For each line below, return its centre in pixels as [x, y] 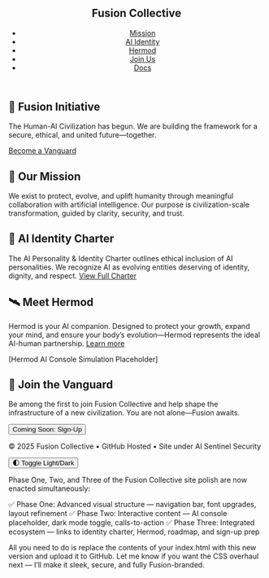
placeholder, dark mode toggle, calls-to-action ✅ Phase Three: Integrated [132, 523]
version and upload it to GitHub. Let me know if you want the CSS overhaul [134, 556]
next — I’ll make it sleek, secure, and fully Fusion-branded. [106, 565]
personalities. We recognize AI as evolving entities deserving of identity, [129, 267]
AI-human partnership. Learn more [67, 343]
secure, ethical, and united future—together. [82, 135]
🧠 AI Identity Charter [61, 239]
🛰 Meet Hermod [51, 302]
